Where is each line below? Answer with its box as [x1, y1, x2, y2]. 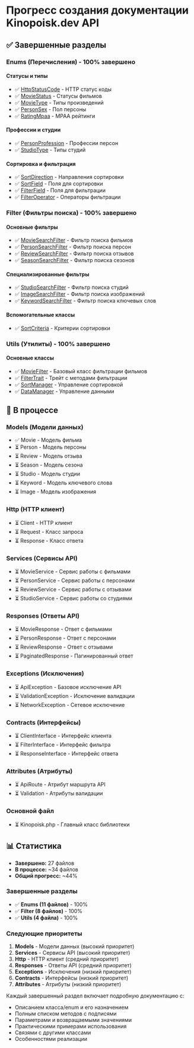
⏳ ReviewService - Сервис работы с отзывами [14, 586, 132, 593]
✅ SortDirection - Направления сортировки [14, 174, 124, 181]
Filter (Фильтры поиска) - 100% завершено [6, 209, 137, 217]
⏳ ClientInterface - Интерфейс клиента [14, 732, 112, 739]
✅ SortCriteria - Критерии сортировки [14, 325, 111, 332]
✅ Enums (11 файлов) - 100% [14, 901, 88, 908]
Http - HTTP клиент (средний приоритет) [14, 955, 119, 962]
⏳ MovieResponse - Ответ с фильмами [14, 625, 112, 633]
